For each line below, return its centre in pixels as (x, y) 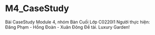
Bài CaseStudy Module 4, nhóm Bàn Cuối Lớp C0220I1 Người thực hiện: (77, 22)
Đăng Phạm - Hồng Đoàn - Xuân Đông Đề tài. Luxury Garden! (67, 27)
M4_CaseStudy (37, 9)
